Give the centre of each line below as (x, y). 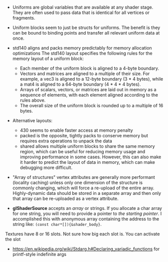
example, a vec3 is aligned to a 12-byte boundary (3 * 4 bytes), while (92, 79)
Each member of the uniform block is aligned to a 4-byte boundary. (90, 68)
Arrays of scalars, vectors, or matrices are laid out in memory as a (88, 89)
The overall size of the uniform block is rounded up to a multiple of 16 (92, 105)
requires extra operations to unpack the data (66, 141)
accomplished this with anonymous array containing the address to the (86, 219)
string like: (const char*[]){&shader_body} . (57, 224)
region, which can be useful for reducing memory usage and (82, 152)
